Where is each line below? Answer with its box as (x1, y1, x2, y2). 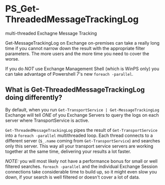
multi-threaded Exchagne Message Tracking (5, 30, 97, 36)
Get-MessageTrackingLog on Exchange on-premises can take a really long (5, 40, 159, 46)
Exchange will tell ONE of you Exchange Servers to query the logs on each (5, 112, 159, 118)
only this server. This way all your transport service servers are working (5, 143, 153, 149)
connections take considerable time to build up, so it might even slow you (5, 168, 157, 174)
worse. (5, 56, 20, 62)
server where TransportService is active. (5, 117, 89, 123)
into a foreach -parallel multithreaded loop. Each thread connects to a (5, 132, 153, 138)
